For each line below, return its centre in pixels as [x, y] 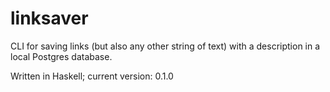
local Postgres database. [61, 56]
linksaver [49, 18]
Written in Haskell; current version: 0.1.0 [92, 76]
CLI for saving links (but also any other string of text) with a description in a [165, 46]
